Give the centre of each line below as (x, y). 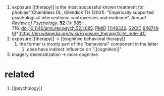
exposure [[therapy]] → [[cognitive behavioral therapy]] (68, 39)
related (20, 74)
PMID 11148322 (111, 28)
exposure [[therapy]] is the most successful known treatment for (78, 7)
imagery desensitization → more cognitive (55, 54)
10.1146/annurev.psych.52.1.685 (61, 28)
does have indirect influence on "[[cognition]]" (74, 49)
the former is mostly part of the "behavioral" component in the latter (89, 44)
